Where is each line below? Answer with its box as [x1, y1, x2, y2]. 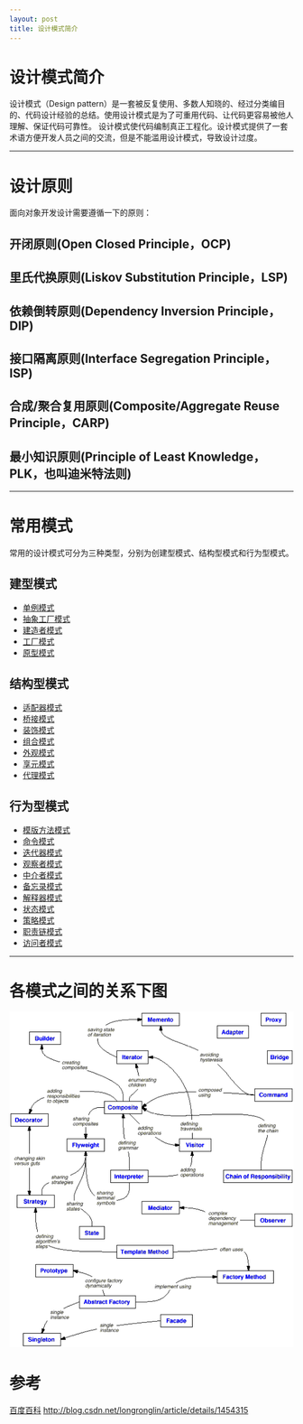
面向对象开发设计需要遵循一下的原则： [9, 208, 151, 219]
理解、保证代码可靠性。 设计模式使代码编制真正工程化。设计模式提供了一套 [9, 121, 289, 132]
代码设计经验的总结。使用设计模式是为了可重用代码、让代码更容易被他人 [24, 109, 294, 121]
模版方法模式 [22, 824, 70, 835]
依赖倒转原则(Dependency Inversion [9, 303, 216, 319]
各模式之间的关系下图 [9, 981, 169, 1001]
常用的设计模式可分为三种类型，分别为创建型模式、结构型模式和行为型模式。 [9, 547, 294, 559]
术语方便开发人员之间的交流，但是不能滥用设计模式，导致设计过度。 [9, 132, 262, 144]
